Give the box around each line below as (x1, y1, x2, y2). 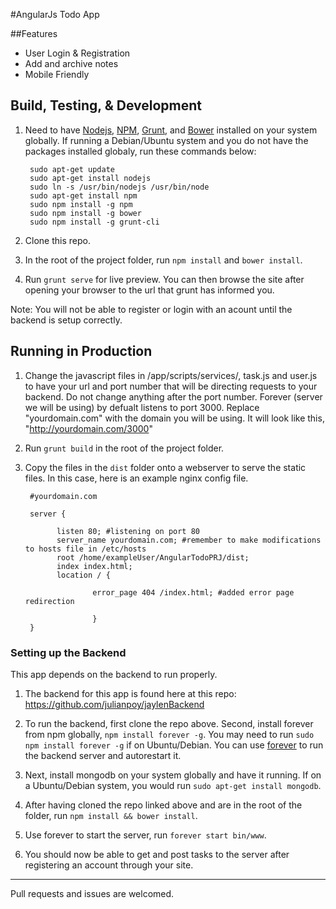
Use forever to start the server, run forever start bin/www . (24, 829, 267, 841)
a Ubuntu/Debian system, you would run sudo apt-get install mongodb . (24, 779, 322, 791)
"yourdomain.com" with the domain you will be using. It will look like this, (24, 412, 325, 424)
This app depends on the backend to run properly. (10, 668, 218, 680)
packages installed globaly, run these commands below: (24, 145, 257, 157)
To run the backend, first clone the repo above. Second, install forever (24, 717, 314, 729)
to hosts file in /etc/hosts (24, 544, 147, 554)
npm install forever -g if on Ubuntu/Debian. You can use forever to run (24, 739, 324, 751)
